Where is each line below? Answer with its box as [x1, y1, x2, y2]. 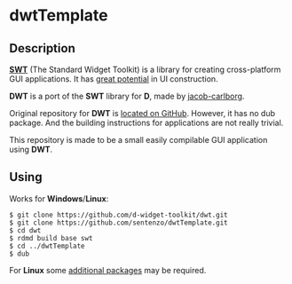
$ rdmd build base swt [9, 233, 93, 242]
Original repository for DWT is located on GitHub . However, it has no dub [9, 108, 276, 118]
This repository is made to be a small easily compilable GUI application [9, 135, 268, 145]
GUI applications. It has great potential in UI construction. [9, 74, 219, 84]
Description [9, 41, 75, 56]
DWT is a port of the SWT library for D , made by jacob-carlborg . [9, 91, 245, 101]
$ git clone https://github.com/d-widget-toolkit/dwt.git [9, 210, 228, 219]
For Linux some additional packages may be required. [9, 264, 207, 275]
